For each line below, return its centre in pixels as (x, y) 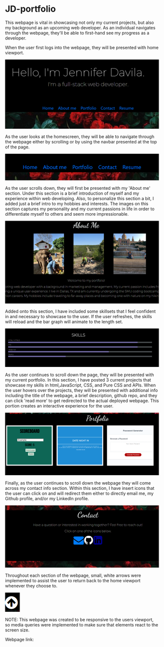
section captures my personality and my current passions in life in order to (80, 209)
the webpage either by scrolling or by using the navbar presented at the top (81, 142)
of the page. (17, 147)
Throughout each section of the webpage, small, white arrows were (73, 575)
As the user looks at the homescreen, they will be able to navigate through (80, 137)
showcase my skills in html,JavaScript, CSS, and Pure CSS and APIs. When (81, 385)
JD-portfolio (31, 9)
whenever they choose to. (31, 586)
